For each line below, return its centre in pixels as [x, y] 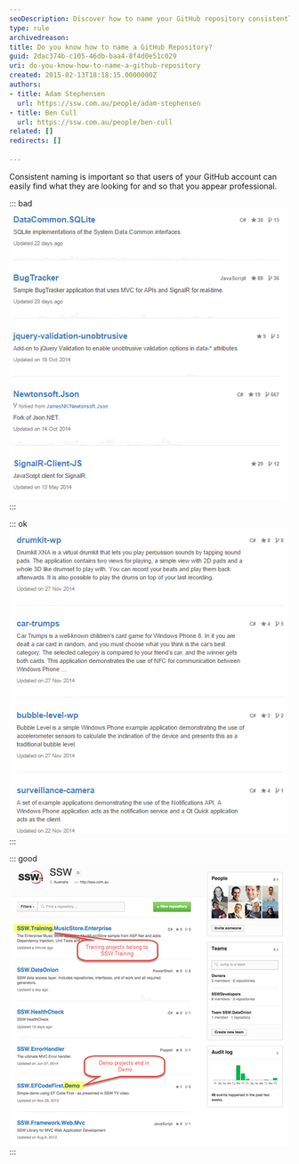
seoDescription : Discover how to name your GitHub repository [127, 19]
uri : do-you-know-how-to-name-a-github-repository [105, 66]
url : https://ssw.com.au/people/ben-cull [95, 122]
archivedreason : [39, 37]
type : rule [29, 28]
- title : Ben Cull [43, 113]
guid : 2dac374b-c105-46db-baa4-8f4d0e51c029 [93, 57]
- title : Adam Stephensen [57, 93]
